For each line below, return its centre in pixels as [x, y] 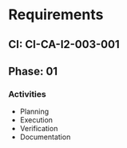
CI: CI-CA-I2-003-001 [64, 44]
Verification [39, 129]
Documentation [45, 137]
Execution [36, 120]
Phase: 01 [33, 71]
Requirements [56, 15]
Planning [34, 112]
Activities [27, 94]
